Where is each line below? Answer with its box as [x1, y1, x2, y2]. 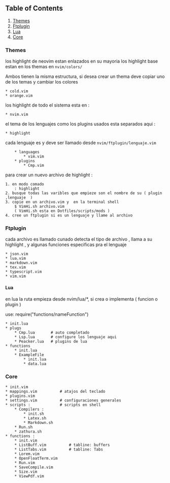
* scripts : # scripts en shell [5, 402, 101, 407]
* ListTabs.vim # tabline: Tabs [14, 447, 103, 452]
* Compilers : [14, 407, 44, 412]
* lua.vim [5, 256, 26, 261]
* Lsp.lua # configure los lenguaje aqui [14, 334, 117, 339]
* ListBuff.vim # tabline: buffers [14, 442, 110, 447]
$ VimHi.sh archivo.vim [14, 204, 65, 209]
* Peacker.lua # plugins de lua [14, 339, 87, 344]
